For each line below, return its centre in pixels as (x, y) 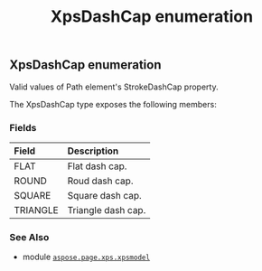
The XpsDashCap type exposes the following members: (113, 104)
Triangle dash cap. (107, 210)
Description (93, 151)
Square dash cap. (104, 195)
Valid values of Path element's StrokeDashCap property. (114, 87)
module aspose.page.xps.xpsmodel (86, 257)
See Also (29, 237)
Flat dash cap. (97, 166)
